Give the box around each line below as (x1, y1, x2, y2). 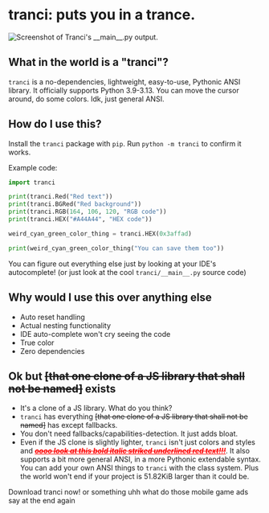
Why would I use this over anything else (8, 291, 212, 305)
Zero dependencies (19, 346, 85, 355)
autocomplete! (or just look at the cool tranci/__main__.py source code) (8, 267, 247, 277)
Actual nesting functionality (19, 320, 111, 330)
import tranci (8, 179, 56, 187)
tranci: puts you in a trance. (8, 6, 196, 24)
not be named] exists (8, 382, 116, 396)
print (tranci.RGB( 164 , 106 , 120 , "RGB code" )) (8, 207, 167, 216)
